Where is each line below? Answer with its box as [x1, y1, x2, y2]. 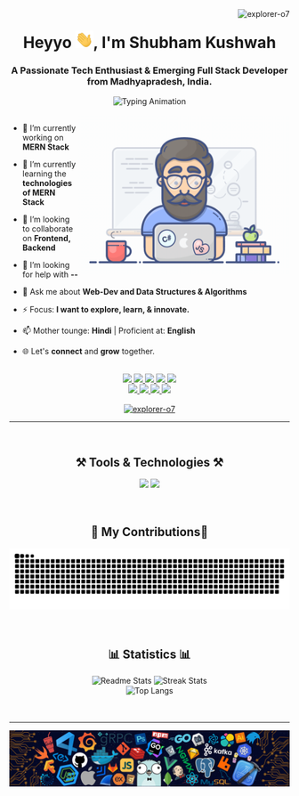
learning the [21, 168, 67, 179]
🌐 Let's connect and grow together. [21, 345, 156, 356]
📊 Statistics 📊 [108, 647, 191, 662]
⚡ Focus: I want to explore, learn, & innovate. [21, 304, 190, 314]
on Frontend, [21, 232, 71, 243]
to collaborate [21, 223, 74, 234]
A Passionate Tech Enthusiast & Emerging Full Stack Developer [11, 64, 288, 77]
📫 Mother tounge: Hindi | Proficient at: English [21, 325, 196, 336]
